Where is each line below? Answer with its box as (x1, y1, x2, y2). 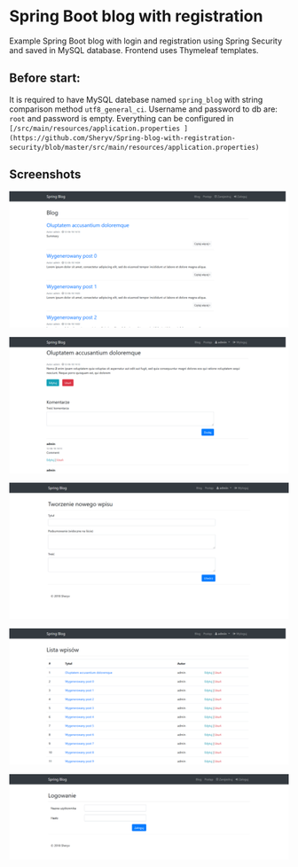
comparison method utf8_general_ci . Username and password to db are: (9, 104, 278, 114)
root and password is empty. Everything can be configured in (9, 113, 234, 123)
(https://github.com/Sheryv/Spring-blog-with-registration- (9, 133, 237, 143)
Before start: (9, 71, 82, 86)
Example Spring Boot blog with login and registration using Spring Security (9, 35, 282, 46)
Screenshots (9, 167, 82, 183)
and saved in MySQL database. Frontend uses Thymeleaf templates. (9, 44, 259, 55)
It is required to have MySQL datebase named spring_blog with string (9, 94, 263, 105)
